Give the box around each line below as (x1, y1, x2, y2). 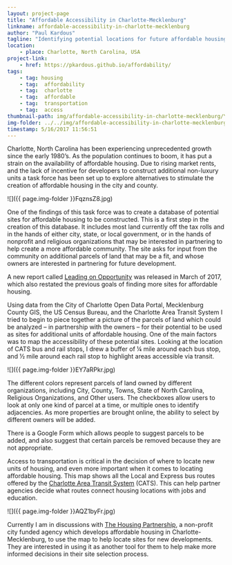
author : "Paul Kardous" (7, 29, 76, 37)
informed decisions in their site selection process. (7, 550, 149, 558)
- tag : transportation (19, 100, 88, 107)
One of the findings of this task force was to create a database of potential (7, 208, 219, 216)
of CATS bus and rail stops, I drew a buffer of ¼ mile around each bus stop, (7, 345, 221, 353)
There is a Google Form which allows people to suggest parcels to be (7, 429, 205, 437)
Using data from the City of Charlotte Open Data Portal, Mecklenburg (7, 301, 204, 309)
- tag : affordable (19, 94, 76, 101)
